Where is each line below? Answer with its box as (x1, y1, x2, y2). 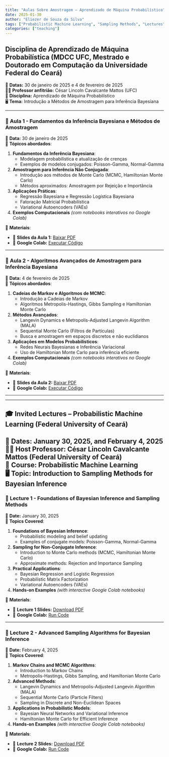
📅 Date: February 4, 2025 (5, 647, 58, 653)
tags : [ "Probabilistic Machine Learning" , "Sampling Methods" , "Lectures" (5, 21, 165, 27)
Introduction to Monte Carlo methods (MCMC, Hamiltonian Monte (20, 549, 156, 556)
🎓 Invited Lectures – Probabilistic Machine (5, 410, 143, 418)
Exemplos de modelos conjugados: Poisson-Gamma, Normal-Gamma (20, 161, 164, 167)
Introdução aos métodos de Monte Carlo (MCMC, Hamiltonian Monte (20, 172, 163, 178)
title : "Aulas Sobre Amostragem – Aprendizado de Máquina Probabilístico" (5, 7, 165, 13)
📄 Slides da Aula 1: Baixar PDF (12, 234, 76, 240)
